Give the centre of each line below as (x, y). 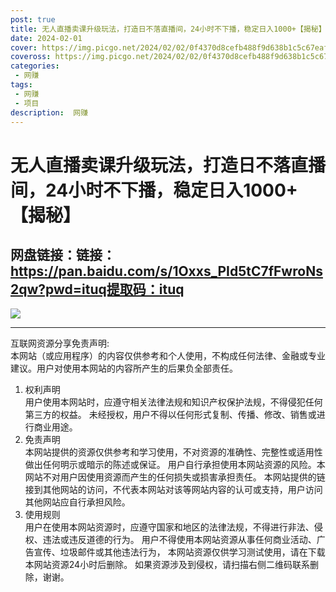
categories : (35, 66)
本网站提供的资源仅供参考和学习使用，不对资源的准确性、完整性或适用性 (173, 452)
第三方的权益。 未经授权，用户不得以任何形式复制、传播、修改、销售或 (170, 415)
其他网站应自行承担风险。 (77, 502)
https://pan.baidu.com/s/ (91, 271)
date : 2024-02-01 (46, 38)
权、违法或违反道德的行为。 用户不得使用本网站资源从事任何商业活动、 (170, 540)
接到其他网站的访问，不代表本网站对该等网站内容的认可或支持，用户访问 (173, 490)
